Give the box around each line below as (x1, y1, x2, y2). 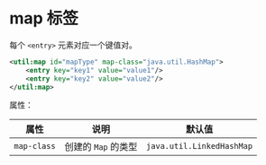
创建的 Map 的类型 (64, 141, 138, 153)
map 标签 (9, 8, 79, 29)
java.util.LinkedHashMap (145, 141, 253, 152)
